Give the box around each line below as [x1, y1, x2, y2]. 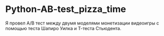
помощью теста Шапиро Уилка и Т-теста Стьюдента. [5, 25, 121, 31]
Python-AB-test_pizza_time [5, 3, 127, 15]
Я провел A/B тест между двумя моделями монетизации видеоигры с [5, 20, 159, 26]
